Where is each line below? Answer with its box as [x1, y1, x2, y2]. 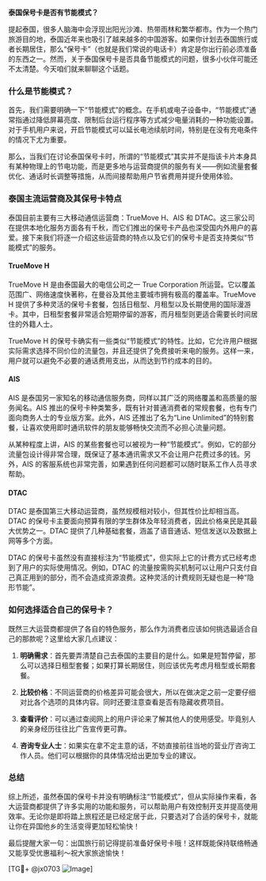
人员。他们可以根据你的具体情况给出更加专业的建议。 [26, 750, 200, 760]
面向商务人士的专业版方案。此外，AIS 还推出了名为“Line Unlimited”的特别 [8, 413, 248, 422]
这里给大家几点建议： [49, 633, 120, 644]
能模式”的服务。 [8, 242, 61, 252]
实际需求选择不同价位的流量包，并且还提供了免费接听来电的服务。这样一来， [8, 346, 258, 355]
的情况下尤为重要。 [8, 135, 71, 145]
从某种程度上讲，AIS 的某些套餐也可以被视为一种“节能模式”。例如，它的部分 [8, 439, 256, 449]
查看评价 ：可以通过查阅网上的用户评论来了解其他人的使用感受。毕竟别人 [19, 714, 256, 723]
